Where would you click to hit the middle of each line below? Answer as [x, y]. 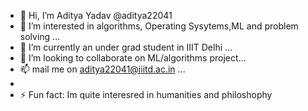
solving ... [40, 36]
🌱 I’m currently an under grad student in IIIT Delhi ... [126, 47]
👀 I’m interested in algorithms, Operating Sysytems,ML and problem [159, 26]
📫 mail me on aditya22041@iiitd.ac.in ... [102, 69]
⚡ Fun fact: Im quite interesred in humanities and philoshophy [146, 94]
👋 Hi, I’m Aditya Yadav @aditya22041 [96, 15]
